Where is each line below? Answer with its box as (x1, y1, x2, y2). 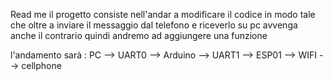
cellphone (21, 60, 62, 71)
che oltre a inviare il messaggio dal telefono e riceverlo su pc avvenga (10, 19, 298, 31)
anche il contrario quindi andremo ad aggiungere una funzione (10, 30, 268, 41)
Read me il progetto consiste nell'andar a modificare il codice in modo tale (10, 9, 316, 20)
